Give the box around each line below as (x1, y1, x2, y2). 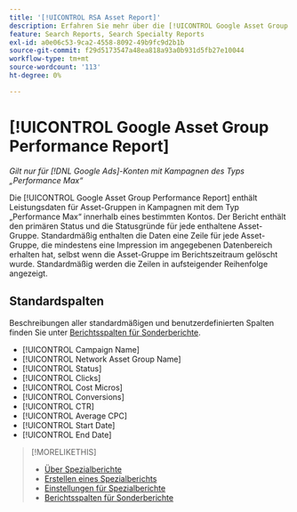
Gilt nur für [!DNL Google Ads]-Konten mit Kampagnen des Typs (9, 166, 245, 176)
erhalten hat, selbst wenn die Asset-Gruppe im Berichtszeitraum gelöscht (9, 248, 278, 259)
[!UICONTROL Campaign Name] (21, 344, 140, 354)
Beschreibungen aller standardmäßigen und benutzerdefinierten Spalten (9, 317, 275, 328)
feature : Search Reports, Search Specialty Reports (9, 29, 205, 38)
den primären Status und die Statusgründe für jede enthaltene (9, 220, 237, 232)
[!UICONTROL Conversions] (21, 391, 124, 402)
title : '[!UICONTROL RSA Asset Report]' (9, 12, 162, 22)
